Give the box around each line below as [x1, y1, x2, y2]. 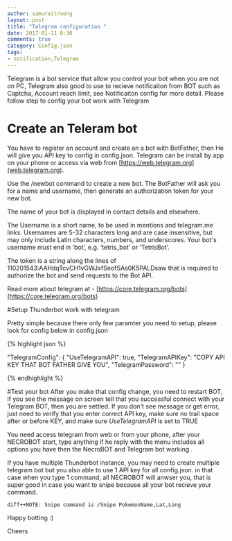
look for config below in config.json [7, 326, 109, 334]
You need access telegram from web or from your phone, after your [7, 430, 201, 438]
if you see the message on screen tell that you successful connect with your [7, 395, 225, 403]
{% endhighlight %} [7, 374, 64, 382]
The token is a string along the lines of [7, 256, 116, 264]
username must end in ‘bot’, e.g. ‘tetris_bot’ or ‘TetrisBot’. [7, 243, 170, 251]
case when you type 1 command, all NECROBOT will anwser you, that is [7, 473, 211, 481]
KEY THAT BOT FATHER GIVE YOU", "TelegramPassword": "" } [7, 360, 186, 368]
